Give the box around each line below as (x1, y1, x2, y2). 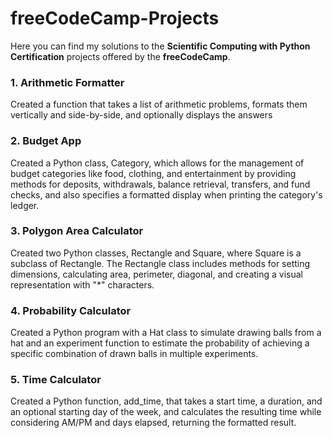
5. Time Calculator (10, 373, 102, 387)
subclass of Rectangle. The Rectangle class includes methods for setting (10, 257, 311, 269)
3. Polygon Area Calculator (10, 224, 144, 238)
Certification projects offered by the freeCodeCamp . (10, 50, 231, 62)
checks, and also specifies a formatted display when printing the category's (10, 188, 323, 201)
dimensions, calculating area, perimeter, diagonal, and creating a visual (10, 268, 303, 280)
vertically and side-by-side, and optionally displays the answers (10, 109, 273, 121)
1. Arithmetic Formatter (10, 75, 125, 89)
